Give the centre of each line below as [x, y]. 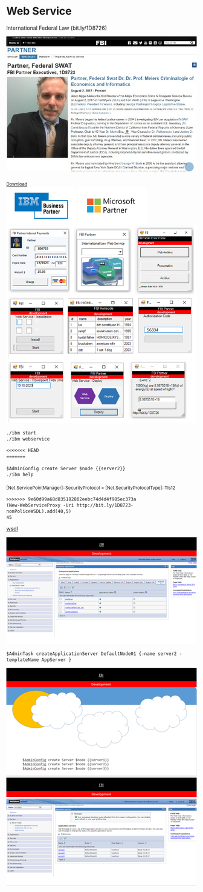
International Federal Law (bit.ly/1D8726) [57, 28]
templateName [23, 660]
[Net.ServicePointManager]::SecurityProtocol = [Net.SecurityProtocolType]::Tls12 [91, 488]
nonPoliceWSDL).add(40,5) [39, 511]
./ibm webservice [28, 439]
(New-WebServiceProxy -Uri [40, 505]
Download [17, 184]
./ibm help [20, 474]
